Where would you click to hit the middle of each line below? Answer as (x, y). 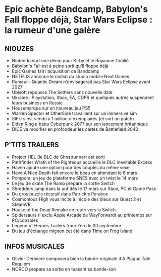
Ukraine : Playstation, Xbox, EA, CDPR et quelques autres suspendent (83, 97)
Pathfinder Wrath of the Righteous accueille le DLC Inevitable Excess (82, 162)
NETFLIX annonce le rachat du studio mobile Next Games (71, 76)
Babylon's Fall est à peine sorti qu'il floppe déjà (60, 66)
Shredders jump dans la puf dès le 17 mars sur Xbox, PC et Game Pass (84, 188)
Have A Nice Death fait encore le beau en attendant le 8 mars (74, 173)
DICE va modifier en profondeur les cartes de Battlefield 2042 (75, 129)
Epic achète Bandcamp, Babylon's (76, 9)
